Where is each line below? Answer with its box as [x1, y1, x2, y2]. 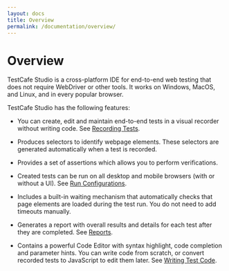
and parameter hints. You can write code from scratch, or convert [17, 249, 205, 257]
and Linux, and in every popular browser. [7, 91, 124, 99]
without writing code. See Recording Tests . [17, 124, 140, 133]
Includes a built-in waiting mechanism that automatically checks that [17, 193, 213, 201]
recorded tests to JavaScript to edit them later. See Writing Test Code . [17, 256, 217, 265]
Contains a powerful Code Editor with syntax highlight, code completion [17, 241, 223, 250]
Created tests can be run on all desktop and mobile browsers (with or [17, 172, 215, 180]
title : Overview [7, 17, 54, 24]
